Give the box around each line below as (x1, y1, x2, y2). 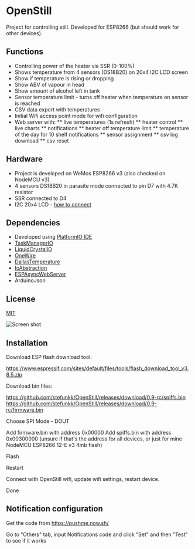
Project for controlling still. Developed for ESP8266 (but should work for (6, 23, 180, 30)
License (6, 294, 36, 304)
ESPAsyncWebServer (14, 271, 66, 278)
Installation (6, 338, 48, 348)
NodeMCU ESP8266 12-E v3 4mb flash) (6, 442, 102, 448)
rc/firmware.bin (6, 406, 44, 413)
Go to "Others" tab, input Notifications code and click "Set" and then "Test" (6, 531, 189, 538)
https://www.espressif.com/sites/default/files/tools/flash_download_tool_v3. (6, 365, 189, 372)
